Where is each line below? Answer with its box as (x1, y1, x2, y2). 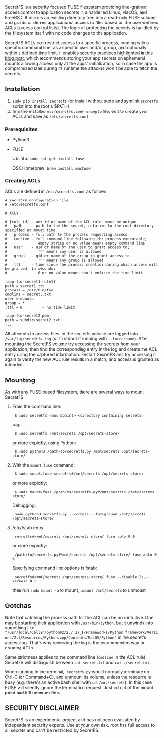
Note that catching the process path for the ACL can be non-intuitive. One (5, 615, 154, 621)
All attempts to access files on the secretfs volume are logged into (5, 331, 138, 336)
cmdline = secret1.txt (5, 292, 51, 297)
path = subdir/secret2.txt (5, 318, 60, 323)
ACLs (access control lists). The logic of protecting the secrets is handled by (5, 25, 159, 31)
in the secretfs (118, 634, 146, 640)
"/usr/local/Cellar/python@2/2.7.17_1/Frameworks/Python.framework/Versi (5, 630, 159, 635)
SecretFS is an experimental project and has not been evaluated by (5, 716, 140, 723)
